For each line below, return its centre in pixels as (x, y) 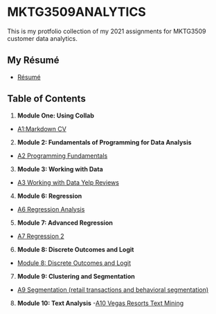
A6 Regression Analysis (51, 209)
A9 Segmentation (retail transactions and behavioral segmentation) (113, 289)
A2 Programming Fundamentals (62, 156)
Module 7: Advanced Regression (65, 223)
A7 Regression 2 (40, 236)
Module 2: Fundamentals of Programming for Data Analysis (104, 142)
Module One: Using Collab (56, 116)
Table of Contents (47, 99)
